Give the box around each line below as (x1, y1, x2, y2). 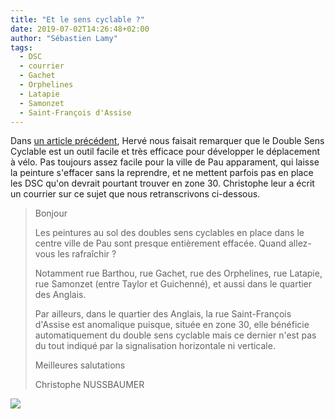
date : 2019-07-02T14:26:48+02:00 (10, 24, 150, 34)
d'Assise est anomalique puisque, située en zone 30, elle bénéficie (34, 319, 310, 331)
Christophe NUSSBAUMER (34, 379, 145, 391)
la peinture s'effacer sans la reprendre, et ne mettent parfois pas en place (10, 167, 314, 179)
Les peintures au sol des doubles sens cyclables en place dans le (34, 227, 305, 239)
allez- (288, 237, 312, 250)
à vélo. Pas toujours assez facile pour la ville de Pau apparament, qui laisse (10, 156, 320, 168)
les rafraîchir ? (57, 248, 117, 260)
